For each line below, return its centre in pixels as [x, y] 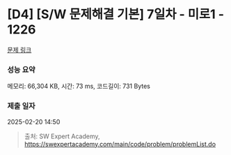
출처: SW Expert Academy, [62, 136]
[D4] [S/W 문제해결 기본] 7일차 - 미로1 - [116, 14]
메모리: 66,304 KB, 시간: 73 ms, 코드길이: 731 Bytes [79, 86]
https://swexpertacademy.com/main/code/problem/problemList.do [120, 144]
